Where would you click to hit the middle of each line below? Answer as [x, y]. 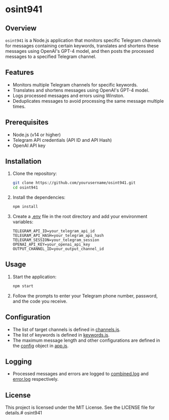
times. [19, 106]
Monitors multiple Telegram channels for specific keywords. [75, 84]
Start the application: [35, 277]
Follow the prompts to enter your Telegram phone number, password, [85, 295]
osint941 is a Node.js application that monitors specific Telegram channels [83, 40]
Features [20, 72]
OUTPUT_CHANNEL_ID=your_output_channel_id [58, 249]
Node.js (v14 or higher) [37, 134]
